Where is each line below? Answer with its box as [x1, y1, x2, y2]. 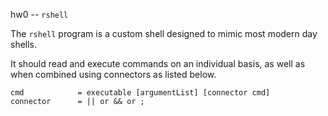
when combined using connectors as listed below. [10, 69, 217, 80]
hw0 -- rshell [10, 9, 69, 20]
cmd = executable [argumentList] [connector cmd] [10, 88, 271, 98]
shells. [10, 39, 38, 50]
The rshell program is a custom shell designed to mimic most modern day [10, 28, 318, 39]
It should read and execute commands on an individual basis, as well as [10, 58, 306, 69]
